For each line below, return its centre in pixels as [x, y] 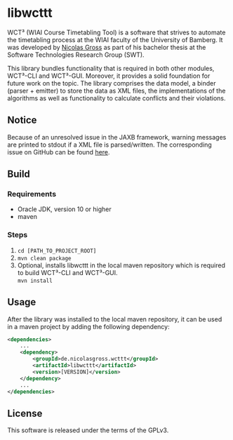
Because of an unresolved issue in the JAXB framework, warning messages [117, 137]
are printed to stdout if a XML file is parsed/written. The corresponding [109, 145]
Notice [22, 120]
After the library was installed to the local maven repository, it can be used [115, 319]
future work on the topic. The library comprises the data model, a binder [112, 83]
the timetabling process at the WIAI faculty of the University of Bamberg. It [115, 39]
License [25, 413]
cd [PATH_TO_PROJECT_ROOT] [57, 251]
